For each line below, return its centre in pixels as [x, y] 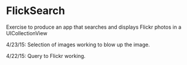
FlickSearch [36, 11]
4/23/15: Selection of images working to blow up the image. [78, 45]
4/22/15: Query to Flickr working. [46, 56]
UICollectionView [27, 33]
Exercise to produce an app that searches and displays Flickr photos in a [94, 27]
